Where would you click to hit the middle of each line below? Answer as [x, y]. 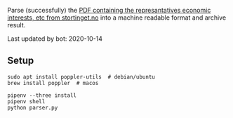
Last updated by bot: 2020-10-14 [55, 39]
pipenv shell [26, 101]
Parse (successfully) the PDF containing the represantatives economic [109, 10]
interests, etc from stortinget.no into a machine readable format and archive [117, 18]
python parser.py [33, 107]
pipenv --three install [42, 95]
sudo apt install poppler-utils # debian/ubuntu [81, 77]
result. [16, 25]
